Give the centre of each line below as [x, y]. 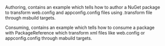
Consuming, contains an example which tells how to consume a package [80, 27]
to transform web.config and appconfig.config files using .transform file [79, 12]
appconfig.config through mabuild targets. [49, 38]
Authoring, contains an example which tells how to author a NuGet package [83, 7]
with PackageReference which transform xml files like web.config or [75, 33]
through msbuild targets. [30, 18]
